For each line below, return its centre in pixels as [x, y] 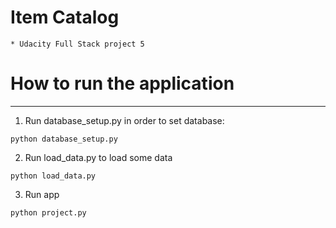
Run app [42, 194]
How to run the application [122, 83]
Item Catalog [65, 17]
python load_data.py [53, 176]
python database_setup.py [64, 139]
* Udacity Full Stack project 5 [77, 44]
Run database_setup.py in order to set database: [124, 120]
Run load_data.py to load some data [98, 157]
